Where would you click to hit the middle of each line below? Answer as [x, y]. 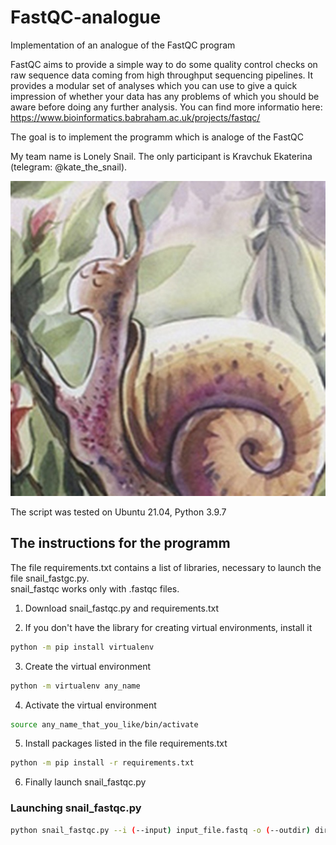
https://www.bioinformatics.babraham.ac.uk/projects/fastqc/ [135, 117]
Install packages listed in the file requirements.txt [126, 743]
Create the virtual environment [87, 666]
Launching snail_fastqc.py [76, 808]
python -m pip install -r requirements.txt [102, 763]
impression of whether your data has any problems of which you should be [165, 96]
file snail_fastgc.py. [50, 578]
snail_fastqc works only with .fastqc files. [95, 588]
